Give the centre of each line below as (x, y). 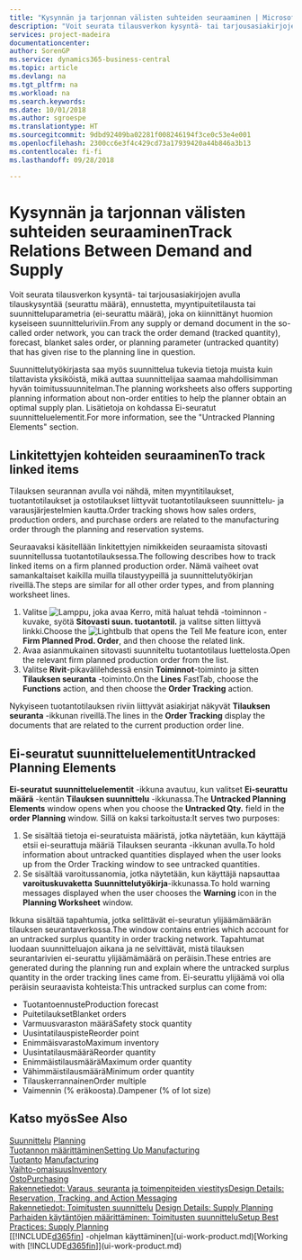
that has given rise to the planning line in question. (102, 352)
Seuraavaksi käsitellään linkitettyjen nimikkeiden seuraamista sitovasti (138, 547)
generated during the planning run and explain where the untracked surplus (149, 968)
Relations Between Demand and (131, 251)
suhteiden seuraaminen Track (121, 231)
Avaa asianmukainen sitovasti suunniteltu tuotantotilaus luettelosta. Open (156, 650)
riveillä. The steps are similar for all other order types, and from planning (142, 585)
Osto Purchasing (39, 1178)
